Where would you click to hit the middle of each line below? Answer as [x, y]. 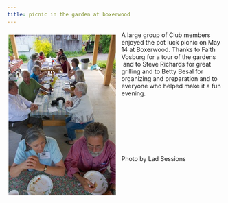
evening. [134, 93]
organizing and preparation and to [169, 78]
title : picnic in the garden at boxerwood [69, 14]
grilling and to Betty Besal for [162, 71]
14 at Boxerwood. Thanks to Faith [168, 49]
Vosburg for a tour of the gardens [169, 57]
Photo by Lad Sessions [154, 158]
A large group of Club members [166, 35]
